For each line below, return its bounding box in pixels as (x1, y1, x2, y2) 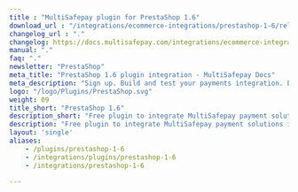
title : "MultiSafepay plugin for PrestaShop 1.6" (9, 12, 200, 22)
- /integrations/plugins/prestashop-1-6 (25, 152, 176, 162)
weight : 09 (9, 95, 50, 104)
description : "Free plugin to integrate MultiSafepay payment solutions (9, 120, 284, 129)
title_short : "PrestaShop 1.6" (9, 104, 125, 112)
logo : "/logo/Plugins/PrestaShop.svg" (9, 87, 153, 96)
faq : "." (9, 54, 42, 63)
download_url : (9, 21, 66, 30)
